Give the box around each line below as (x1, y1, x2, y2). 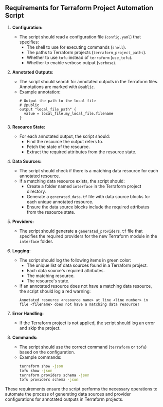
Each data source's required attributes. (26, 267, 105, 273)
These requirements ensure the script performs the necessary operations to (5, 386, 158, 392)
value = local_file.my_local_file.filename (23, 111, 113, 116)
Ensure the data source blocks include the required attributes (26, 204, 150, 210)
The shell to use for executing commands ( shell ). (26, 44, 127, 50)
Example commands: (19, 354, 62, 360)
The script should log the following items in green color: (19, 257, 131, 263)
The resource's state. (26, 277, 70, 284)
